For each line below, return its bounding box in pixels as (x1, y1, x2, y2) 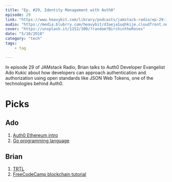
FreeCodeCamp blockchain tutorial (12, 171, 87, 177)
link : (5, 17, 17, 22)
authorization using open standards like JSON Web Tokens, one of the (5, 75, 154, 81)
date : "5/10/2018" (5, 31, 45, 36)
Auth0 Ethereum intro (12, 132, 58, 138)
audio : (5, 21, 19, 27)
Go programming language (12, 138, 70, 144)
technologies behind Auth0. (5, 80, 64, 86)
